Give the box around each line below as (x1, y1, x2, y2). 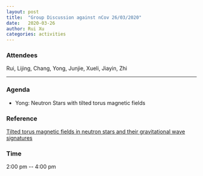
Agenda (6, 86, 30, 94)
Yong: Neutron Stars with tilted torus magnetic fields (14, 99, 146, 106)
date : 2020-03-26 (6, 20, 56, 26)
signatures (6, 134, 33, 142)
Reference (6, 114, 37, 122)
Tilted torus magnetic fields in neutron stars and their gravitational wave (6, 128, 185, 136)
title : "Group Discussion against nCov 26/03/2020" (6, 14, 142, 20)
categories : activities (6, 31, 66, 37)
